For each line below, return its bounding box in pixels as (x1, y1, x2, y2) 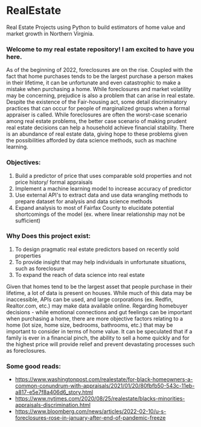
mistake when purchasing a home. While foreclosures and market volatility (6, 86, 191, 93)
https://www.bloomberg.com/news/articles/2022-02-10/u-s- (14, 408, 167, 415)
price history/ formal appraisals (14, 179, 93, 186)
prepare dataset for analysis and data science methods (14, 197, 153, 205)
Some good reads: (6, 362, 62, 370)
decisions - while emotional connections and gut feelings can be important (6, 308, 193, 315)
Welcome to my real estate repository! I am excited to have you (6, 45, 194, 53)
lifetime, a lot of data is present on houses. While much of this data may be (6, 289, 193, 296)
